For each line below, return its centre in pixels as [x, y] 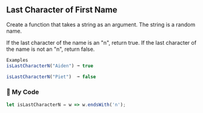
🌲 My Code [23, 92]
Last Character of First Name [62, 10]
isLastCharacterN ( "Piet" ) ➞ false [51, 77]
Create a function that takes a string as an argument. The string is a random [101, 24]
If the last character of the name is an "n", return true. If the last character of [101, 42]
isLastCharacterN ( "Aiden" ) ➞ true [50, 66]
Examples [17, 60]
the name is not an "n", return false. [51, 49]
